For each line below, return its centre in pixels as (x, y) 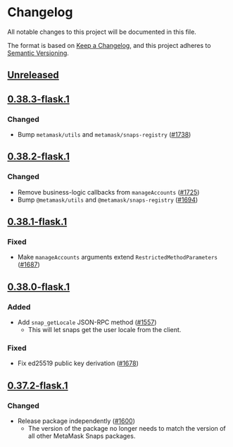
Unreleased (33, 75)
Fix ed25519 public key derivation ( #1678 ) (78, 363)
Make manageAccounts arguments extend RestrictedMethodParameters (118, 257)
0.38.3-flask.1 (39, 99)
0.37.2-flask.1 (38, 385)
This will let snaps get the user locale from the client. (105, 330)
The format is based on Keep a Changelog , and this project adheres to (109, 45)
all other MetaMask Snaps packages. (82, 436)
